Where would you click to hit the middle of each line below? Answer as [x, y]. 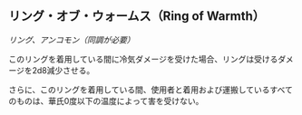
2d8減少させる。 [63, 70]
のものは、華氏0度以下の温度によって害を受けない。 [106, 101]
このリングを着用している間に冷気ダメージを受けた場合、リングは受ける [143, 59]
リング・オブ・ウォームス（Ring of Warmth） [136, 16]
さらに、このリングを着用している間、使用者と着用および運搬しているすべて [151, 90]
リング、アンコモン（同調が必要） [72, 40]
